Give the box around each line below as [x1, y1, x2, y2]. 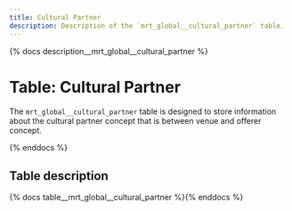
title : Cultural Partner [9, 12, 101, 22]
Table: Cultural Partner [9, 77, 181, 97]
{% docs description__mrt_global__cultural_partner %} [9, 45, 209, 56]
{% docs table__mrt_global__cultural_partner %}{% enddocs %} [9, 192, 244, 203]
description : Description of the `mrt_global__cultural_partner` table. [9, 21, 285, 30]
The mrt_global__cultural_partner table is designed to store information [9, 106, 277, 117]
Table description [9, 168, 109, 183]
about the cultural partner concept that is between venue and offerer [9, 116, 262, 126]
